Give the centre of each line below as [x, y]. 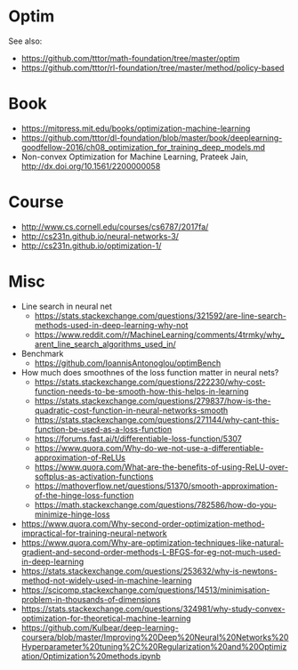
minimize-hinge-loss [72, 514]
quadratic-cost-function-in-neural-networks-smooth [131, 410]
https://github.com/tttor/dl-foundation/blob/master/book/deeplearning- [152, 137]
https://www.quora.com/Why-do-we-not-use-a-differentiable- [149, 448]
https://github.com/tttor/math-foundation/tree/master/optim [130, 58]
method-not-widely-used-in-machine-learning [106, 580]
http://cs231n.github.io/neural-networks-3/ [100, 236]
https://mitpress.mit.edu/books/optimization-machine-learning [136, 128]
